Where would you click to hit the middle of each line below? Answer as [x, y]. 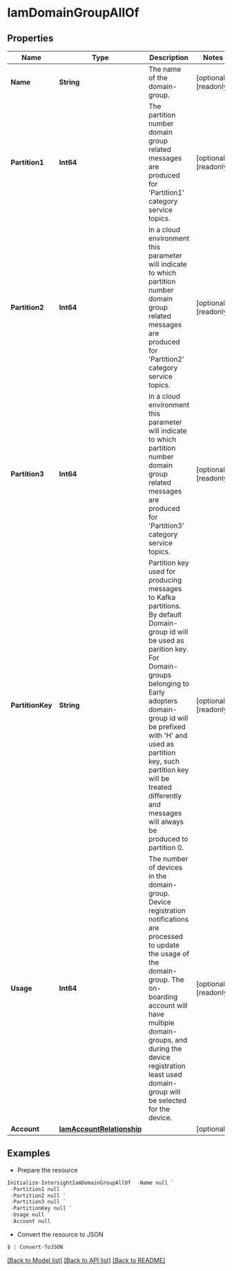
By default [165, 614]
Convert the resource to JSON [60, 1234]
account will [168, 1006]
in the [157, 876]
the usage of [169, 954]
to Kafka [162, 597]
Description [169, 58]
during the [165, 1049]
